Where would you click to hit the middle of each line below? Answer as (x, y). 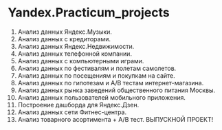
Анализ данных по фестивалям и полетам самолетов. (97, 68)
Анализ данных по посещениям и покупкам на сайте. (97, 75)
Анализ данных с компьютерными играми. (81, 61)
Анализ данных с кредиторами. (64, 39)
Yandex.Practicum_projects (89, 13)
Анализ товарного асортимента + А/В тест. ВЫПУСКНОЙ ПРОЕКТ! (115, 119)
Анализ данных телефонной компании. (75, 54)
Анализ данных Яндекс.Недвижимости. (76, 46)
